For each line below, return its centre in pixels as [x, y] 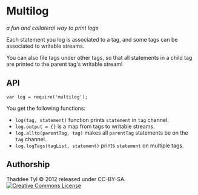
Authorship [28, 165]
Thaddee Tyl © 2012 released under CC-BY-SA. [66, 179]
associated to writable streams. [45, 46]
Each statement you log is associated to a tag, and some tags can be [92, 39]
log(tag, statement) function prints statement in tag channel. [92, 120]
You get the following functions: [46, 108]
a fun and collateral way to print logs [52, 28]
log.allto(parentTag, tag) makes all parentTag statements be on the [101, 133]
